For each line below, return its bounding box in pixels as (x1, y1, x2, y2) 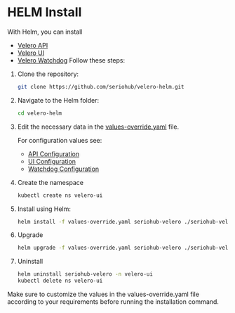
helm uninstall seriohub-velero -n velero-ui (17, 271, 153, 278)
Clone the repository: (17, 70, 79, 78)
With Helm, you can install (7, 27, 83, 36)
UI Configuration (27, 157, 76, 165)
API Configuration (27, 149, 79, 158)
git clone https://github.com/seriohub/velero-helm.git (17, 83, 184, 90)
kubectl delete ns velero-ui (17, 277, 103, 285)
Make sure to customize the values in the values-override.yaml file (7, 290, 200, 299)
